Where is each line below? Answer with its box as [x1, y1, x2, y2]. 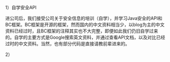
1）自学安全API [5, 5, 37, 10]
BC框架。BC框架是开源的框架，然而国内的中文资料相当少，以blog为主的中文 [5, 22, 165, 27]
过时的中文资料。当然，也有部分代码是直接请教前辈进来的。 [5, 41, 130, 47]
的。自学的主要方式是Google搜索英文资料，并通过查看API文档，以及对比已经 [5, 35, 165, 40]
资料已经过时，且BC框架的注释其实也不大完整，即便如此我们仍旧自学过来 [5, 28, 158, 34]
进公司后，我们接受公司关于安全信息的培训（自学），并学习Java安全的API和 [5, 15, 162, 21]
